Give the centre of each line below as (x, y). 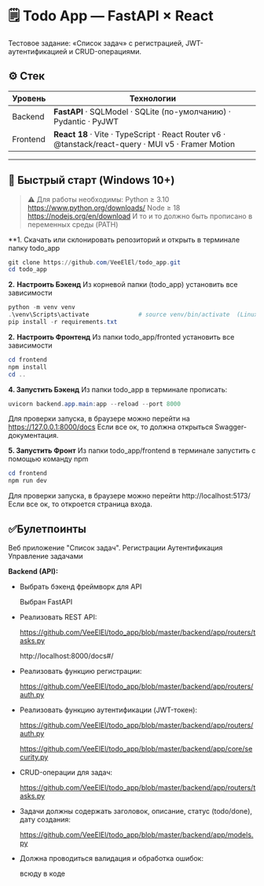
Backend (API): (33, 571)
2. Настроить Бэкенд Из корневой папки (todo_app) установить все (123, 285)
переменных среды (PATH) (73, 224)
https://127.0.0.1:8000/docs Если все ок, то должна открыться (111, 427)
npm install (27, 367)
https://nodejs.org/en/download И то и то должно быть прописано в (140, 216)
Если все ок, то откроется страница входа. (81, 504)
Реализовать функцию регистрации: (81, 671)
